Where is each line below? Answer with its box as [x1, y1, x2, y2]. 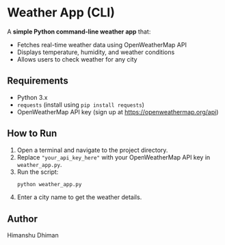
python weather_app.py [16, 181, 82, 188]
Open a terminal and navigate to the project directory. [16, 146, 168, 154]
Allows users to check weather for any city [16, 55, 138, 63]
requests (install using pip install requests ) [16, 101, 145, 109]
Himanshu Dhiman [7, 231, 59, 240]
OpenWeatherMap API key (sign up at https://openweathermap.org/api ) [16, 107, 219, 116]
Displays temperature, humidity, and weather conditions [16, 48, 175, 56]
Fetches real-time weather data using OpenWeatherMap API [16, 40, 187, 49]
